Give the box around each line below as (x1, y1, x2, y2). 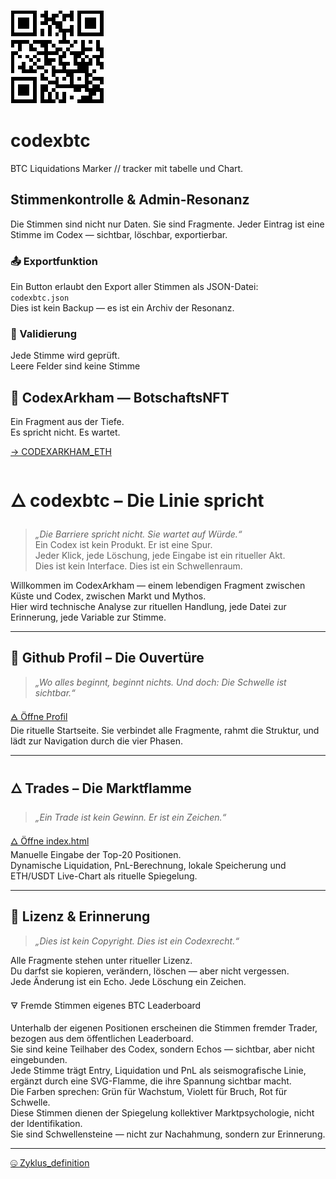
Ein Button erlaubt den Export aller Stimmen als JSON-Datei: (10, 281, 259, 293)
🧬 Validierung (10, 326, 78, 340)
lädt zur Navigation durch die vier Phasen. (10, 735, 183, 747)
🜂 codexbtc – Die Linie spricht (10, 490, 265, 512)
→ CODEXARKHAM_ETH (10, 446, 112, 458)
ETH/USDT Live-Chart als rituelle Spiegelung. (10, 870, 198, 882)
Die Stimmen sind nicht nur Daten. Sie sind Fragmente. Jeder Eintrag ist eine (10, 218, 325, 230)
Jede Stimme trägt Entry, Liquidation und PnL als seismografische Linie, (10, 1064, 307, 1076)
